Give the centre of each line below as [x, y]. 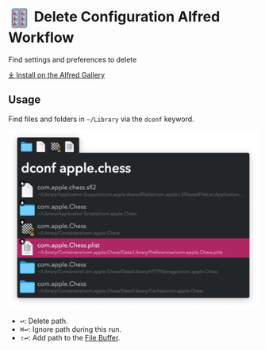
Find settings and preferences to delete [73, 59]
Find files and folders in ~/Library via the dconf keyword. [101, 119]
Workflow [41, 38]
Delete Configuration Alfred [127, 17]
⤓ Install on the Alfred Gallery [57, 74]
